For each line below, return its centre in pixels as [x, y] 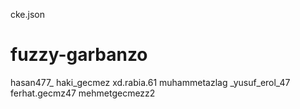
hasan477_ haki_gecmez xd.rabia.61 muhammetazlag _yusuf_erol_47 [150, 82]
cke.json [28, 14]
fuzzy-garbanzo [79, 55]
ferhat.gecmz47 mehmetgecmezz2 [83, 93]
